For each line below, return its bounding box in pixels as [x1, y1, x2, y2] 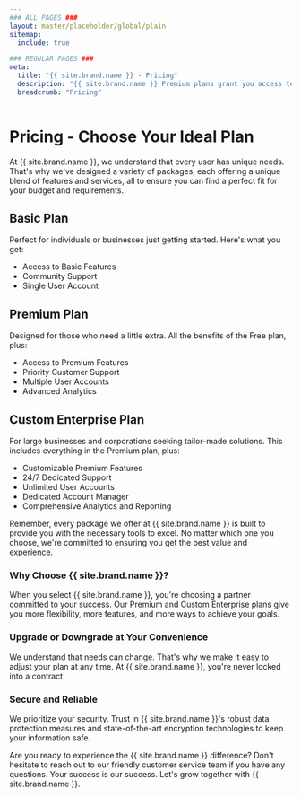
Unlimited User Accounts [21, 482, 115, 492]
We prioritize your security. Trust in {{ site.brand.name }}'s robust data [9, 713, 270, 723]
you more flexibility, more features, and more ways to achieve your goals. [9, 609, 280, 619]
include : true [17, 38, 70, 48]
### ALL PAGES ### [9, 13, 78, 22]
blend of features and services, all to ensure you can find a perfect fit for [9, 175, 278, 186]
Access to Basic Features [21, 261, 116, 272]
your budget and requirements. [9, 185, 125, 196]
